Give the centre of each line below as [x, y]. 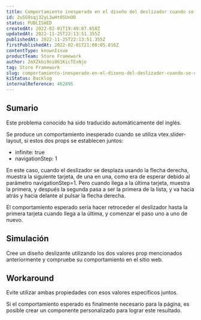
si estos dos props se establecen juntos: [74, 141]
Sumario [22, 108]
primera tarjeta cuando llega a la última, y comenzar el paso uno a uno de [97, 214]
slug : [13, 73]
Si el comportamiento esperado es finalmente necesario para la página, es [98, 304]
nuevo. [15, 220]
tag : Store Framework [33, 67]
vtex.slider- [172, 134]
